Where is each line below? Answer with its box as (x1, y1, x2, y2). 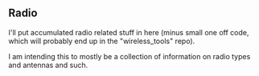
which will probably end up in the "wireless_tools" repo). (8, 36, 195, 46)
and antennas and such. (8, 60, 88, 70)
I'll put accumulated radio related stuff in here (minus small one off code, (8, 27, 249, 37)
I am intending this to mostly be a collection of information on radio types (8, 51, 251, 61)
